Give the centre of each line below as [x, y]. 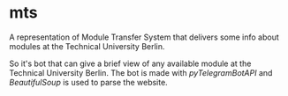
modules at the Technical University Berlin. [87, 46]
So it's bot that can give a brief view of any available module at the [130, 63]
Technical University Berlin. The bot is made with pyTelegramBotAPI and [141, 72]
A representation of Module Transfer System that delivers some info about [144, 37]
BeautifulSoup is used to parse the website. [88, 82]
